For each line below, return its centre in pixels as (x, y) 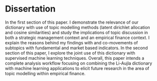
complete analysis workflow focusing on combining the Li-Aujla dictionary (78, 63)
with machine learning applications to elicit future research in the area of (77, 68)
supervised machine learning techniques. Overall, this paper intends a (75, 58)
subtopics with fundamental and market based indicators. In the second (77, 48)
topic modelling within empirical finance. (45, 73)
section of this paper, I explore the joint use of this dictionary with (70, 53)
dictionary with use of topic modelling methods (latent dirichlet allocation (78, 27)
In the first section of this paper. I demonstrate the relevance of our (72, 22)
